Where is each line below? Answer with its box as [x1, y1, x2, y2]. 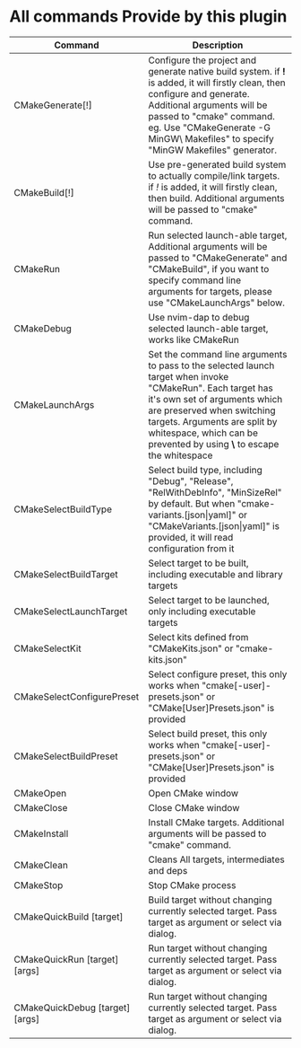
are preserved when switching [147, 404, 276, 417]
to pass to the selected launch [147, 359, 275, 372]
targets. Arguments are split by [147, 415, 278, 427]
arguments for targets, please [147, 285, 273, 297]
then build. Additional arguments [147, 191, 285, 204]
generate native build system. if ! [147, 65, 286, 77]
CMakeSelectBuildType [13, 503, 112, 515]
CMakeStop [13, 878, 64, 891]
